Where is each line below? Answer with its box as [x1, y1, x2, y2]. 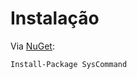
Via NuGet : [10, 40, 55, 52]
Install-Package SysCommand [10, 59, 128, 69]
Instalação [10, 7, 100, 30]
